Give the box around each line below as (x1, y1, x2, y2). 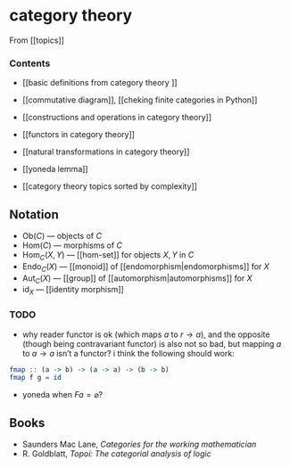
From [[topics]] (9, 35, 65, 45)
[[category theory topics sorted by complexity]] (21, 181, 198, 192)
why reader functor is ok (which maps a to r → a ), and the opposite (21, 329, 270, 340)
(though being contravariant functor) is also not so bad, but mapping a (21, 338, 282, 349)
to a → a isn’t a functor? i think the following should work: (21, 348, 235, 358)
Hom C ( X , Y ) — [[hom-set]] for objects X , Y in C (21, 250, 195, 262)
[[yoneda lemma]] (21, 164, 88, 175)
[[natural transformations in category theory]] (21, 146, 190, 157)
